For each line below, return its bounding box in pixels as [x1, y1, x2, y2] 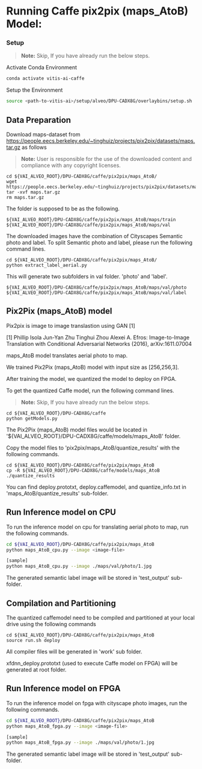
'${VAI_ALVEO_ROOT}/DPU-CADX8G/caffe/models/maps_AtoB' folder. [6, 432, 181, 439]
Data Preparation [6, 115, 71, 125]
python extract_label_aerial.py [6, 262, 87, 269]
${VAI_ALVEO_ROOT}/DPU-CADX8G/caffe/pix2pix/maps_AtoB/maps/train [6, 217, 176, 223]
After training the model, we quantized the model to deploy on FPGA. [6, 375, 177, 382]
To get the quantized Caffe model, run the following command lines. [6, 387, 174, 394]
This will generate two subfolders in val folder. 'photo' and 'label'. [6, 273, 168, 280]
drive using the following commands [6, 620, 96, 627]
